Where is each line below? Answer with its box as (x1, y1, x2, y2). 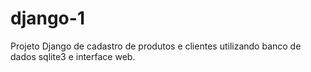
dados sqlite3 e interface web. (10, 50, 136, 62)
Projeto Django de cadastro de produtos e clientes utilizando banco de (10, 40, 302, 52)
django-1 (10, 7, 85, 30)
